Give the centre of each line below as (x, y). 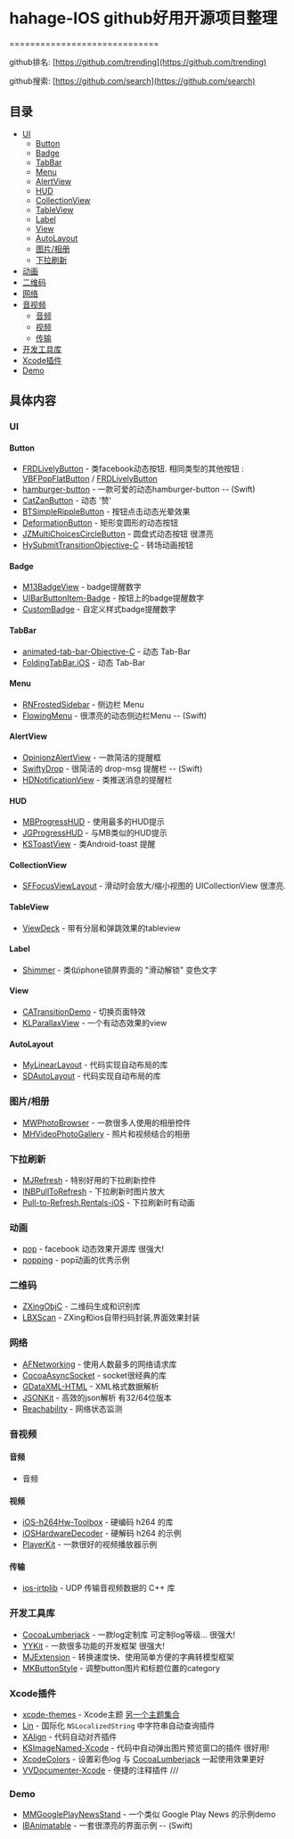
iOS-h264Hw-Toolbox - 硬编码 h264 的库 (98, 1522)
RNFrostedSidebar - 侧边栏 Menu (83, 704)
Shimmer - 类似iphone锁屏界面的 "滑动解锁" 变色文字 (119, 970)
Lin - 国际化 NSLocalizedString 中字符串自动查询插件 (118, 1725)
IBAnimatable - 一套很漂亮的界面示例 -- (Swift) (107, 1826)
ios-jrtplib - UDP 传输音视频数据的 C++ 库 (98, 1588)
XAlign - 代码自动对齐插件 (69, 1736)
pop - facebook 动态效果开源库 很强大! (93, 1249)
